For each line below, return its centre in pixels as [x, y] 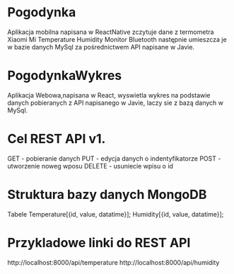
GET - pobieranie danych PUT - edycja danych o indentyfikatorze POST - [114, 158]
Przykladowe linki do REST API [99, 242]
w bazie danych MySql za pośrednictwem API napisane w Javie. [101, 47]
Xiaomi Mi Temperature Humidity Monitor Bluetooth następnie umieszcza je [117, 39]
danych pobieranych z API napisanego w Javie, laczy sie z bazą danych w [116, 103]
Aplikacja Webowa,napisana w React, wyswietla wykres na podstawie [109, 95]
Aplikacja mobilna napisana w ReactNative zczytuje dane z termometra [111, 32]
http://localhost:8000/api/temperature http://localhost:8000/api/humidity [113, 262]
